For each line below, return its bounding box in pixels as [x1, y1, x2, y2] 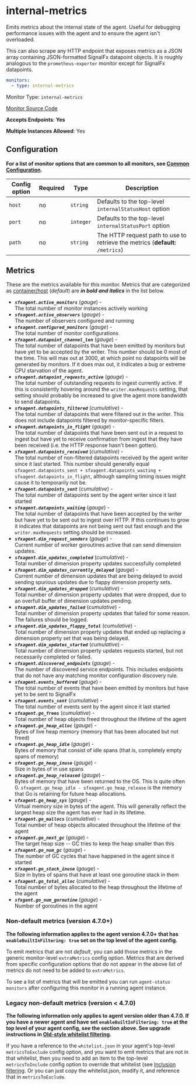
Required [38, 183, 65, 192]
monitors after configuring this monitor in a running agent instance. [6, 984, 167, 991]
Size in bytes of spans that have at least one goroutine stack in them [14, 871, 179, 878]
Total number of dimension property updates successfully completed [14, 560, 181, 567]
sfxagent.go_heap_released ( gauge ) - [14, 772, 105, 779]
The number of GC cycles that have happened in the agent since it [14, 852, 174, 859]
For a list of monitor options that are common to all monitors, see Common [6, 160, 190, 167]
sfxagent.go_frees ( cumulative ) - [14, 709, 95, 716]
